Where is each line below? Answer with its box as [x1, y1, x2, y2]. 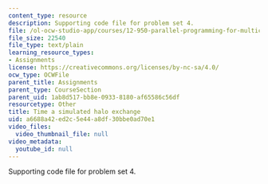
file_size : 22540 [8, 33, 66, 42]
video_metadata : [8, 137, 62, 146]
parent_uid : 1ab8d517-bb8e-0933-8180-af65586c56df [8, 93, 180, 101]
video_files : [8, 123, 52, 131]
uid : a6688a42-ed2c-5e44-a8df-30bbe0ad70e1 [8, 115, 156, 123]
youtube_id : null [15, 145, 73, 153]
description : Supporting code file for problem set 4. [8, 19, 195, 27]
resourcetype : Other [8, 100, 77, 108]
